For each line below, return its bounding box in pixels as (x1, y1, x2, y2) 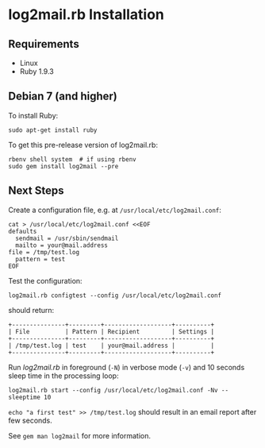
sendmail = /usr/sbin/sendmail (15, 234, 119, 242)
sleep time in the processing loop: (8, 371, 119, 380)
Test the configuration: (8, 276, 83, 285)
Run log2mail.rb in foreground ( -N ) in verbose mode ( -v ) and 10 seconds (8, 362, 245, 372)
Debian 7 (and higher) (8, 90, 117, 103)
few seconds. (8, 415, 53, 425)
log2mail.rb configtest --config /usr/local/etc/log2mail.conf (8, 292, 222, 299)
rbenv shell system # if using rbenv (8, 155, 136, 164)
